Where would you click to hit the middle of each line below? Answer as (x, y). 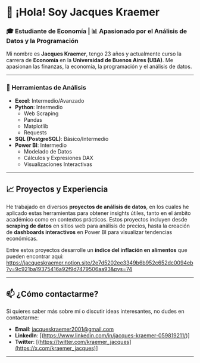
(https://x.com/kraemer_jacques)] (56, 348)
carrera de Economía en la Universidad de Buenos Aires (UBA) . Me (90, 60)
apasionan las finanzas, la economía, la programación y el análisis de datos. (99, 67)
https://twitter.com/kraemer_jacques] (85, 342)
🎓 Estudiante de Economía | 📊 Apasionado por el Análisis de (97, 31)
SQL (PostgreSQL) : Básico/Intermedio (62, 139)
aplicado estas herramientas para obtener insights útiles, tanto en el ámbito (99, 213)
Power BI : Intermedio (41, 145)
